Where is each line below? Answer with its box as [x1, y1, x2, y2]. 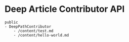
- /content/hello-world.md [13, 33, 69, 38]
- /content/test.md [13, 28, 54, 33]
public [4, 20, 18, 25]
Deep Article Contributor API [4, 3, 125, 15]
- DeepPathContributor [4, 24, 51, 29]
